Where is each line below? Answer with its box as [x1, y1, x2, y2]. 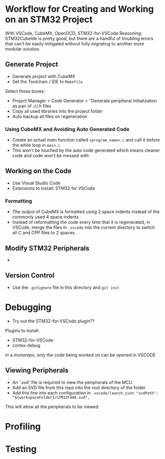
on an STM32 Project [5, 14, 93, 25]
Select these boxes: [5, 88, 45, 94]
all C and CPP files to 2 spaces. [12, 230, 76, 236]
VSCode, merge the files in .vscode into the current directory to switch [12, 224, 155, 230]
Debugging [5, 302, 52, 313]
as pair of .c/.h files [12, 103, 52, 109]
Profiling [5, 421, 41, 432]
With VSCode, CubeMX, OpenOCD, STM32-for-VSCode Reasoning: [5, 30, 142, 36]
